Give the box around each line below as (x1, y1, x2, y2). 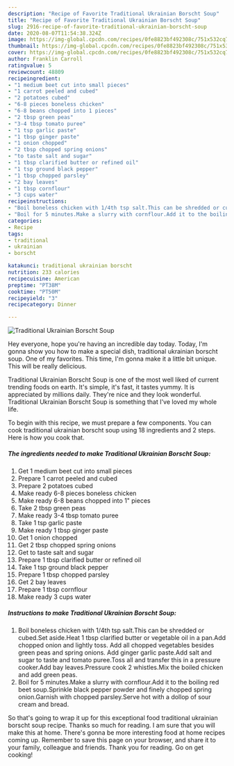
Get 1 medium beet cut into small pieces (17, 467, 133, 476)
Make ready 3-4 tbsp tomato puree (17, 511, 119, 519)
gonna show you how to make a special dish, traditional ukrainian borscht (8, 347, 218, 356)
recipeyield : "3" (8, 295, 58, 302)
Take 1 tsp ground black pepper (17, 563, 108, 572)
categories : (8, 217, 42, 224)
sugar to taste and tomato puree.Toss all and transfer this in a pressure (17, 656, 221, 664)
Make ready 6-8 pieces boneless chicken (17, 489, 137, 498)
